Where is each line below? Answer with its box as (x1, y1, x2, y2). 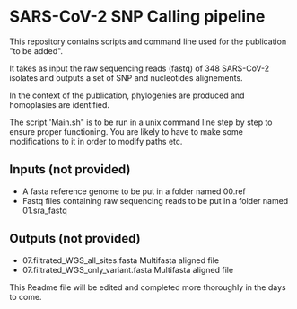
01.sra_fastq (22, 205, 67, 216)
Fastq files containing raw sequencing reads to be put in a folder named (22, 195, 289, 206)
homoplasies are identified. (9, 99, 110, 110)
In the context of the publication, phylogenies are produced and (9, 90, 245, 101)
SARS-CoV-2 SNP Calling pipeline (9, 6, 266, 27)
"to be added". (9, 45, 64, 56)
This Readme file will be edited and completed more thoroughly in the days (9, 281, 286, 293)
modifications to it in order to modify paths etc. (9, 136, 183, 146)
